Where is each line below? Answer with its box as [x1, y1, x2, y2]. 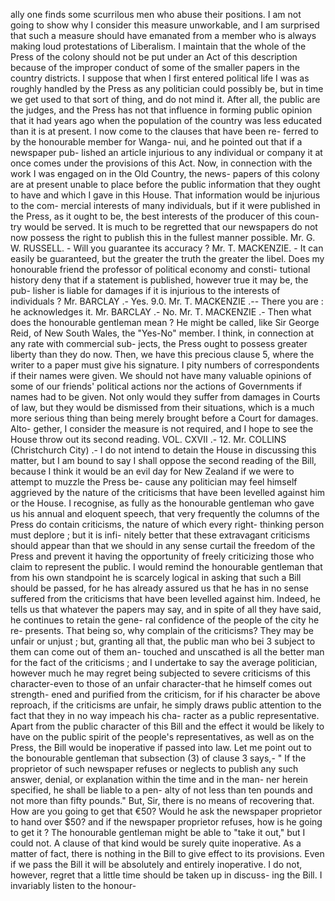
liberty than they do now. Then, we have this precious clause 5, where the [10, 349, 315, 360]
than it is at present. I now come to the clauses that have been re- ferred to [10, 125, 320, 137]
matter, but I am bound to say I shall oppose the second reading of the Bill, [10, 455, 317, 466]
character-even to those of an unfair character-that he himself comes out [10, 678, 312, 689]
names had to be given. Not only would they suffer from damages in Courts [10, 391, 321, 403]
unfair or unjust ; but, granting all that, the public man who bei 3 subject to [10, 635, 316, 647]
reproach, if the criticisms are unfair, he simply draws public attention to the [10, 699, 322, 711]
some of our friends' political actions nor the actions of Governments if [10, 380, 303, 392]
